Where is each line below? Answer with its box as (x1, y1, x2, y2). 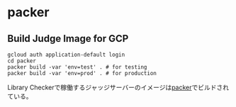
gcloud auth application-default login (7, 51, 125, 58)
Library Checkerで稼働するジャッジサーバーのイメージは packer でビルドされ (7, 83, 230, 91)
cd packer (7, 57, 37, 64)
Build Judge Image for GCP (7, 33, 129, 45)
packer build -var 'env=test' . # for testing (7, 64, 147, 71)
